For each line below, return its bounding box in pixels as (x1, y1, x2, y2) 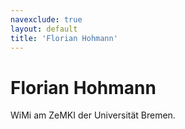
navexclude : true (10, 14, 83, 25)
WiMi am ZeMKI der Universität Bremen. (10, 109, 176, 121)
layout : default (10, 24, 78, 34)
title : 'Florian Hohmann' (10, 33, 118, 43)
